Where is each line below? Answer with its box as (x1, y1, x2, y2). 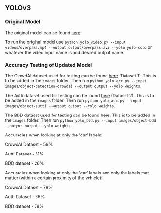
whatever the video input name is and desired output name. (5, 49, 125, 55)
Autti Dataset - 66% (5, 194, 45, 199)
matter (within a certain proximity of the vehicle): (5, 175, 103, 181)
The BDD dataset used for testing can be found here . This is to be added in (5, 112, 156, 118)
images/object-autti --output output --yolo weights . (5, 102, 115, 109)
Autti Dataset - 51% (5, 151, 44, 156)
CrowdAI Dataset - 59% (5, 141, 53, 147)
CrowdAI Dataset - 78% (5, 184, 53, 190)
